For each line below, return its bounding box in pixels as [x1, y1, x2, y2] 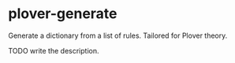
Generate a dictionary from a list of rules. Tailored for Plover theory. [8, 31, 228, 40]
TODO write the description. [8, 46, 99, 55]
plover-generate [8, 5, 117, 23]
